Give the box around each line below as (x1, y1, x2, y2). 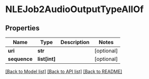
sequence (8, 56, 33, 62)
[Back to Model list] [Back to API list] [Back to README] (5, 68, 122, 74)
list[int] (37, 56, 56, 62)
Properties (5, 24, 40, 32)
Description (60, 39, 90, 46)
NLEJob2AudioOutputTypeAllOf (5, 4, 144, 15)
